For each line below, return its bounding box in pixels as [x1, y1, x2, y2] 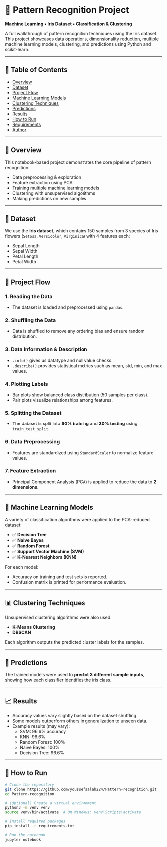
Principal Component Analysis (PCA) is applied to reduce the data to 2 [12, 479, 157, 485]
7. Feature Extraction [5, 467, 56, 474]
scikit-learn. [5, 46, 30, 52]
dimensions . [12, 484, 39, 490]
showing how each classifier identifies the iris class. [5, 677, 112, 683]
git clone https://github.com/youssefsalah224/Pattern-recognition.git [5, 787, 157, 792]
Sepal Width [12, 248, 38, 254]
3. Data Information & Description [5, 346, 87, 353]
